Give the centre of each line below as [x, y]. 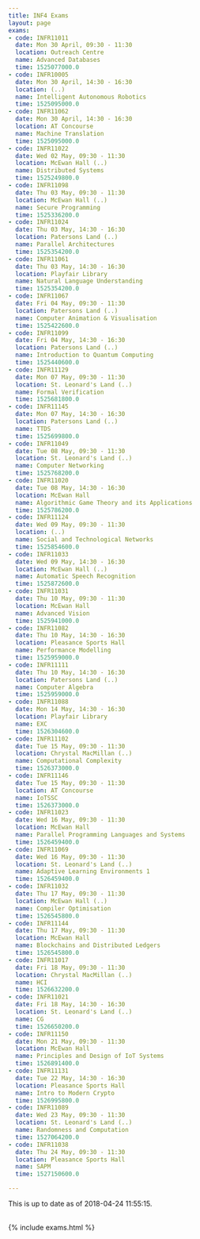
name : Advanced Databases [58, 60]
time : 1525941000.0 [47, 621]
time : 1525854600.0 [47, 547]
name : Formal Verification [60, 392]
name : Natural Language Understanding [79, 281]
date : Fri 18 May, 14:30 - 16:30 [70, 1005]
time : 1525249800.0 [47, 178]
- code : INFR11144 [38, 923]
